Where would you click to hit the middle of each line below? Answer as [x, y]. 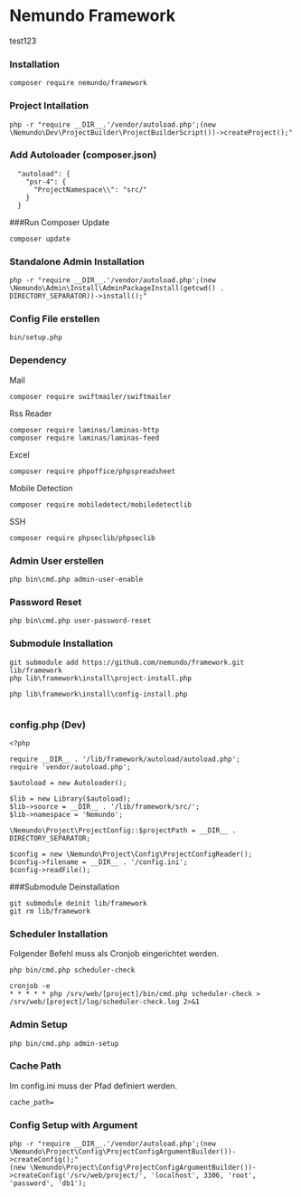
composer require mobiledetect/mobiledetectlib [101, 504]
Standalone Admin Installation [77, 261]
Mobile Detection [41, 488]
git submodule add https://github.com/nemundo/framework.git [127, 662]
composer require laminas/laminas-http [85, 430]
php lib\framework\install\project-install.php [101, 678]
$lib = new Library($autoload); [70, 798]
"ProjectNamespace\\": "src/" [90, 190]
